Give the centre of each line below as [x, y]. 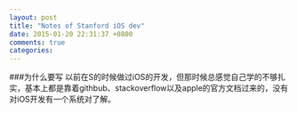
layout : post [33, 17]
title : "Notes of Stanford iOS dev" [77, 26]
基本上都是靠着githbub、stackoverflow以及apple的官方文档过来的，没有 [157, 88]
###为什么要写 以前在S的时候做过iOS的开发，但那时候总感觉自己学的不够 [144, 77]
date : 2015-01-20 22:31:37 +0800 [71, 34]
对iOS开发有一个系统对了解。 [63, 100]
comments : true [37, 42]
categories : [31, 51]
